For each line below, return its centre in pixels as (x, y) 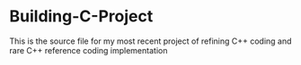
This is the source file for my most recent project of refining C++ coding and (150, 41)
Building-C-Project (81, 16)
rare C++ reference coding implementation (89, 50)
